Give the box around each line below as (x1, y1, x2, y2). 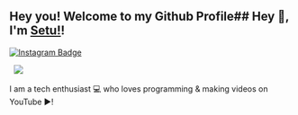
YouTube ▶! (9, 96, 54, 107)
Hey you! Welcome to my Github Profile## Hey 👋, (9, 9, 290, 24)
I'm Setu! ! (9, 23, 66, 39)
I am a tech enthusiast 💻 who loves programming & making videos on (9, 83, 268, 94)
